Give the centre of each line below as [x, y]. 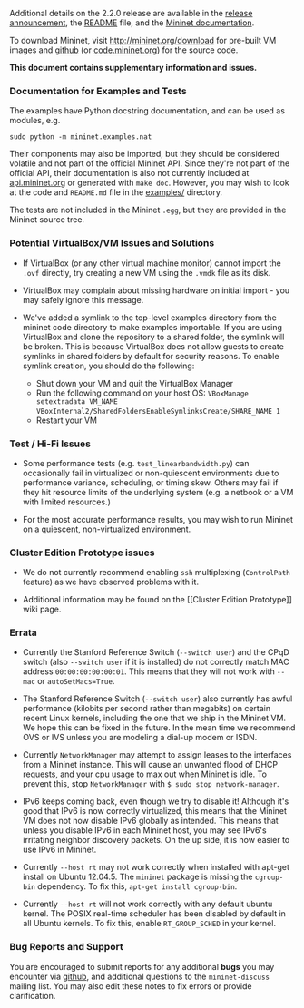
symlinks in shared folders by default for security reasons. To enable [151, 356]
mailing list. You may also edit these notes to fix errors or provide [131, 986]
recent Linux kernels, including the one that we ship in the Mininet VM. [154, 718]
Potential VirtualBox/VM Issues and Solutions [112, 243]
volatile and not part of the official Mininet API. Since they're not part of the [150, 163]
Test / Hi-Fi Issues [50, 444]
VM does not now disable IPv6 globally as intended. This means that [150, 821]
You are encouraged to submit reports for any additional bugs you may [142, 966]
